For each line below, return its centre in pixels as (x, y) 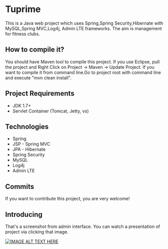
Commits (20, 186)
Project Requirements (40, 94)
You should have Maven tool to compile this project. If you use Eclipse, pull (82, 62)
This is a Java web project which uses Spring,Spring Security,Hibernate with (84, 23)
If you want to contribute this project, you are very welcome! (67, 199)
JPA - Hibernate (29, 150)
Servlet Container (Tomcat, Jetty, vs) (51, 111)
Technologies (27, 127)
